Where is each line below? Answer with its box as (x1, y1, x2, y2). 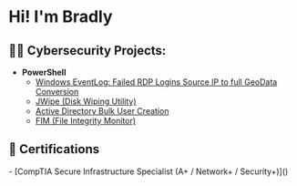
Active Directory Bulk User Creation (35, 106, 169, 116)
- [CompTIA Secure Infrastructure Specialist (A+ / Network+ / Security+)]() (8, 166, 289, 177)
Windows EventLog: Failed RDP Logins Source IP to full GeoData (35, 77, 278, 88)
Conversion (35, 87, 79, 97)
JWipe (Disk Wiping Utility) (35, 96, 137, 107)
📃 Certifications (8, 141, 100, 157)
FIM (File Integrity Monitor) (35, 116, 137, 126)
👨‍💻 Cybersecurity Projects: (8, 43, 167, 58)
